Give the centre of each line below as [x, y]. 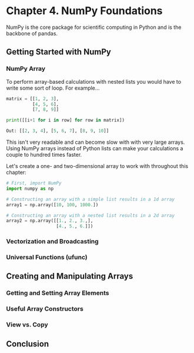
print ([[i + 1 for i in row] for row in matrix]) [66, 120]
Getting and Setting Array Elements [58, 293]
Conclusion [28, 344]
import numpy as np [30, 189]
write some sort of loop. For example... [53, 88]
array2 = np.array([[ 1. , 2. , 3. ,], [50, 221]
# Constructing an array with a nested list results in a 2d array [91, 215]
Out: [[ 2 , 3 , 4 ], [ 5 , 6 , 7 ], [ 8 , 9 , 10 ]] [58, 131]
